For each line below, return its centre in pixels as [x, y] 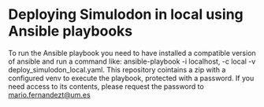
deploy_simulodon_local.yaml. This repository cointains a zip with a [117, 69]
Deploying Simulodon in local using [126, 15]
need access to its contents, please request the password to [106, 86]
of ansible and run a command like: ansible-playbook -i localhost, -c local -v [132, 61]
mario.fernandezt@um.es [49, 94]
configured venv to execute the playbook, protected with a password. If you [131, 78]
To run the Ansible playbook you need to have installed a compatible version [132, 53]
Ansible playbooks [71, 31]
